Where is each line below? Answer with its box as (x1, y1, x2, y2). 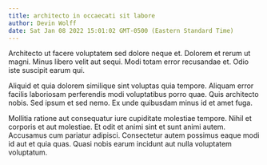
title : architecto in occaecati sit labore (8, 11, 156, 20)
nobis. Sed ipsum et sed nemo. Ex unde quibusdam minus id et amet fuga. (8, 98, 253, 108)
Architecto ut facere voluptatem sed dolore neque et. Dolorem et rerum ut (8, 49, 251, 58)
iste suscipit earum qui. (8, 66, 86, 75)
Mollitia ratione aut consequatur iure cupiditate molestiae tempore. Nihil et (8, 114, 252, 123)
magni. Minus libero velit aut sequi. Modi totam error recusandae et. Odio (8, 57, 249, 66)
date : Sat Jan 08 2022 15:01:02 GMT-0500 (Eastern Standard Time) (8, 26, 234, 34)
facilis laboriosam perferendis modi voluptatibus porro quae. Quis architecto (8, 90, 259, 99)
